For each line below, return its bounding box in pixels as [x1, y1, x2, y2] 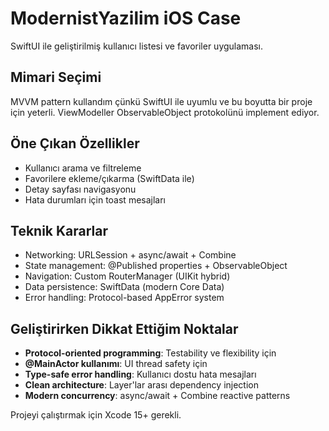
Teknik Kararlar [10, 222, 109, 239]
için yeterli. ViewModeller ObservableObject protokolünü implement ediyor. [10, 106, 320, 118]
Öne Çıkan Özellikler [10, 135, 140, 152]
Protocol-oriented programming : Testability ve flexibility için [24, 347, 277, 359]
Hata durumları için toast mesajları [24, 193, 167, 206]
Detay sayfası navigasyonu [24, 183, 137, 195]
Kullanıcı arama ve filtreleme [24, 162, 142, 174]
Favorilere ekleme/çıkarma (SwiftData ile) [24, 172, 195, 184]
